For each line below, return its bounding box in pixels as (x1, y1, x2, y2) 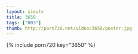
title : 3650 (6, 14, 36, 20)
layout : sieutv (6, 8, 44, 15)
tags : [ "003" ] (6, 20, 42, 26)
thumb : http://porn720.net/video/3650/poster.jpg (6, 25, 133, 31)
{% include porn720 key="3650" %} (6, 42, 96, 49)
